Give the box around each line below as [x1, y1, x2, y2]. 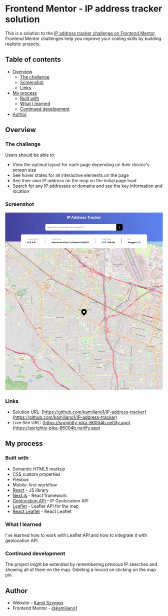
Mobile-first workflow [12, 481, 57, 488]
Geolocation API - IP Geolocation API [12, 497, 89, 503]
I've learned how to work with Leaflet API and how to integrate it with [5, 532, 147, 538]
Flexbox [12, 476, 29, 482]
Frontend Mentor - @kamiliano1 [12, 605, 77, 611]
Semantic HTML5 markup [12, 466, 65, 472]
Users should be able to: [5, 152, 56, 158]
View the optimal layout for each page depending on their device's [12, 162, 150, 168]
